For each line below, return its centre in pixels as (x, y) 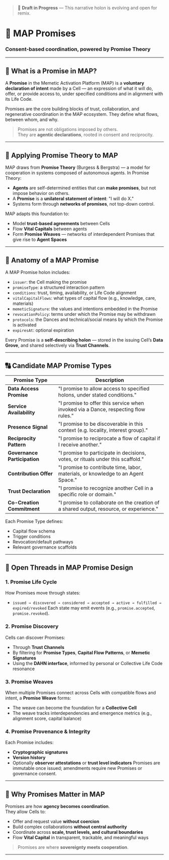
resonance (24, 669)
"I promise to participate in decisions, (102, 452)
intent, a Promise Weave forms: (38, 698)
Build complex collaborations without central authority (70, 827)
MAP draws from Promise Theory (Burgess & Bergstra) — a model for (78, 168)
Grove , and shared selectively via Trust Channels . (57, 345)
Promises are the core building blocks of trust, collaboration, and (72, 109)
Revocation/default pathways (43, 542)
